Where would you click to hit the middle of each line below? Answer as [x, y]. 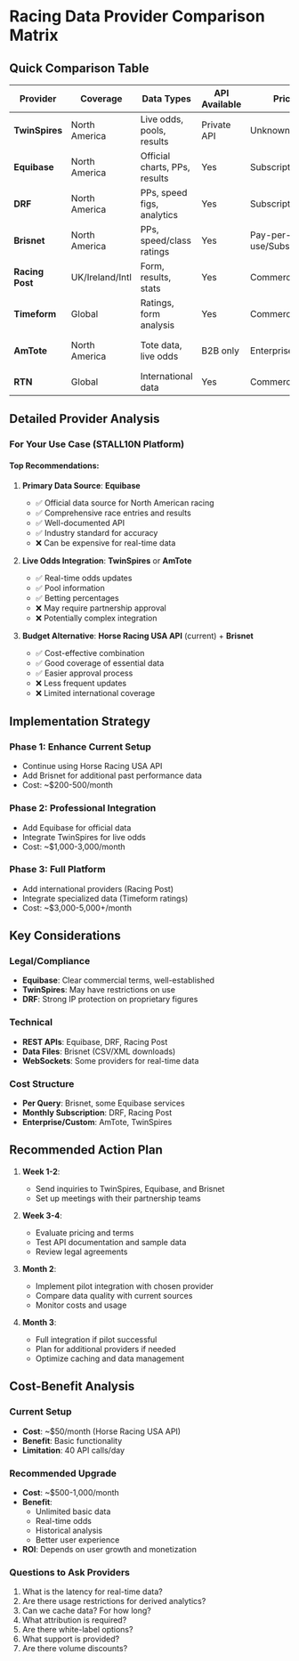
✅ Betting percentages [77, 597]
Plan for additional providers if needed [105, 1349]
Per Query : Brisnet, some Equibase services [103, 1103]
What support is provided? [71, 1639]
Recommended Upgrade [63, 1473]
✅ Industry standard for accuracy [97, 532]
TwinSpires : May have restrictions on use [99, 990]
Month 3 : [39, 1322]
